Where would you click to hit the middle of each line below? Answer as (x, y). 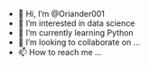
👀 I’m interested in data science (76, 23)
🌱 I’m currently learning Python (75, 33)
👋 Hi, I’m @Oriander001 (61, 14)
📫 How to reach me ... (60, 52)
